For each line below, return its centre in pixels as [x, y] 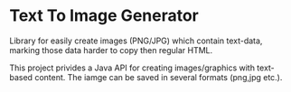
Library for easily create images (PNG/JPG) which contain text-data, [136, 41]
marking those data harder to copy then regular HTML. [111, 50]
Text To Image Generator [104, 16]
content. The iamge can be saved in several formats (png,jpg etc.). [159, 77]
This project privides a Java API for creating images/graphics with [132, 68]
